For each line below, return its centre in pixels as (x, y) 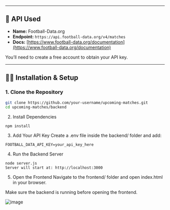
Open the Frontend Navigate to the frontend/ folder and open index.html (88, 177)
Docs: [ (20, 42)
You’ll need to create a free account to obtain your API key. (67, 57)
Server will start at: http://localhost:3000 (54, 168)
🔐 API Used (23, 19)
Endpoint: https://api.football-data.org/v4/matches (69, 36)
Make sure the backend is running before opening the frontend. (71, 192)
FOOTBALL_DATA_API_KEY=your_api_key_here (50, 145)
